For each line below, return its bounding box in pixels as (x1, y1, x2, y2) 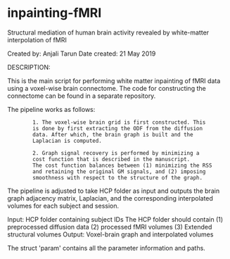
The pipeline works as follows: (7, 105, 96, 113)
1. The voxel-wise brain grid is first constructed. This (32, 118, 206, 126)
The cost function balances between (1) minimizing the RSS (32, 162, 212, 169)
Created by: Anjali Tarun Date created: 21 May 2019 (7, 49, 156, 58)
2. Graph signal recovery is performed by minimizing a (32, 149, 200, 156)
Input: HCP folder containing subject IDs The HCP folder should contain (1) (7, 215, 224, 223)
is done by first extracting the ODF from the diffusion (32, 125, 203, 132)
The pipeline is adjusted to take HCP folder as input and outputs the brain (7, 187, 220, 195)
